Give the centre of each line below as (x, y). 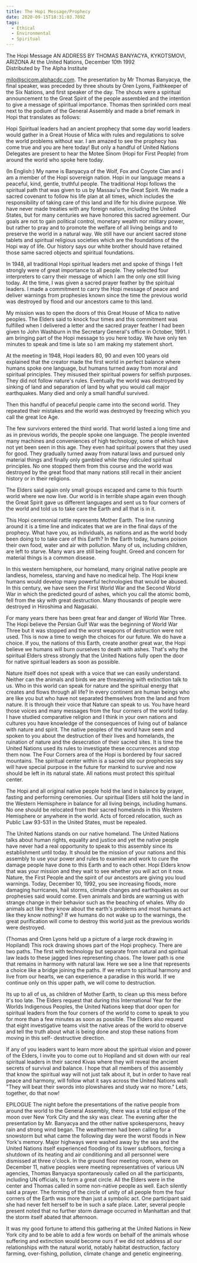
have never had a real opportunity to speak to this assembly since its (89, 846)
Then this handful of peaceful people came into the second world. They (93, 405)
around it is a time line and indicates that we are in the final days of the (92, 526)
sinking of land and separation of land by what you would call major (88, 387)
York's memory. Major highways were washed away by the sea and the (92, 1142)
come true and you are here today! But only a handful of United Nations (93, 147)
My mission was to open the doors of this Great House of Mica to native (93, 313)
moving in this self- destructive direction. (56, 1038)
